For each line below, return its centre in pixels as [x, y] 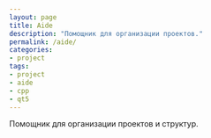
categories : [31, 50]
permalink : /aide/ [43, 42]
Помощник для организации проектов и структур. [104, 124]
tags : [19, 67]
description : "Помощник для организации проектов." [106, 33]
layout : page [33, 17]
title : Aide [31, 25]
